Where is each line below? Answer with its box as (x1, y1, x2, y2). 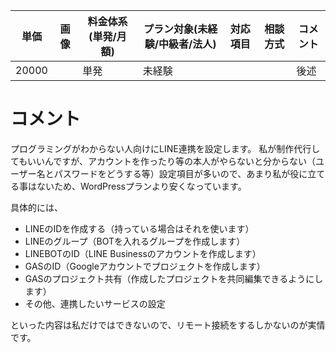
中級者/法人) (158, 37, 217, 51)
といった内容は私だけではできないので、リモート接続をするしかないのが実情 (10, 319, 326, 331)
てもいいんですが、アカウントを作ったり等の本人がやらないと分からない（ (10, 155, 317, 167)
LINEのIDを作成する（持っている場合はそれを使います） (24, 222, 255, 234)
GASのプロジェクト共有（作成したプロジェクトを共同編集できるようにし (24, 272, 324, 284)
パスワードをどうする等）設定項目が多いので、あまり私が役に (53, 167, 308, 179)
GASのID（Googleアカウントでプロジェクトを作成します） (24, 260, 266, 272)
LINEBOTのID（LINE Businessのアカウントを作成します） (24, 247, 262, 259)
